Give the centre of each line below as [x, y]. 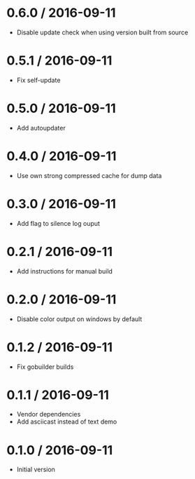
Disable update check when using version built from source [102, 32]
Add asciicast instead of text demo [67, 421]
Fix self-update [38, 80]
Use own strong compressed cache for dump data [89, 175]
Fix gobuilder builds [45, 367]
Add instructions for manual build [65, 271]
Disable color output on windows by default [79, 319]
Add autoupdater [41, 128]
